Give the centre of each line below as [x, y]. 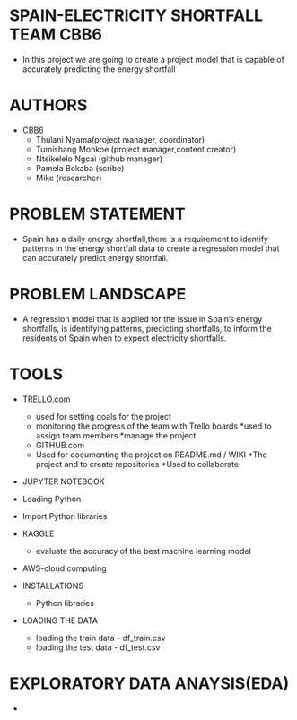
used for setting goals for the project [104, 416]
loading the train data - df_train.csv [100, 638]
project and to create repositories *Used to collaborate [137, 464]
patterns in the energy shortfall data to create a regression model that [151, 248]
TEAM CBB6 [56, 35]
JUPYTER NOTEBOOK [63, 481]
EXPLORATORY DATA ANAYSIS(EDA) [149, 683]
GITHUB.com [60, 445]
